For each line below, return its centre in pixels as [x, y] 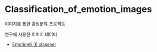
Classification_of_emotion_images [78, 9]
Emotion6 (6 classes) [34, 44]
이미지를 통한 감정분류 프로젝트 [35, 23]
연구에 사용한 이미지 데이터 [31, 34]
